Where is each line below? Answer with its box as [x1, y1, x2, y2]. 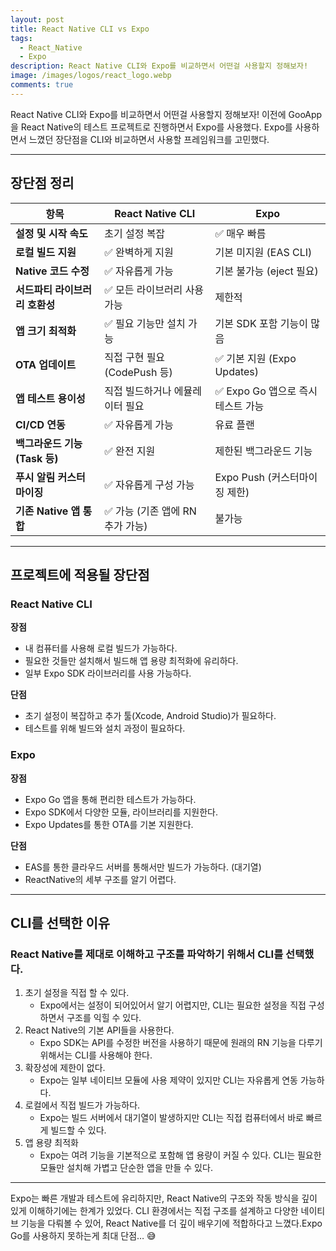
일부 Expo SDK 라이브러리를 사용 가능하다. [24, 667, 192, 680]
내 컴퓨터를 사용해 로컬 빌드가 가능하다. [24, 642, 178, 655]
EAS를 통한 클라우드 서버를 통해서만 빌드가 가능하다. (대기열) [24, 861, 262, 873]
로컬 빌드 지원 [15, 245, 77, 259]
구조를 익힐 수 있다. [66, 1012, 142, 1024]
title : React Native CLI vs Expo [10, 24, 150, 34]
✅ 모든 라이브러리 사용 [104, 282, 205, 296]
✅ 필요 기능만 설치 [104, 316, 186, 330]
